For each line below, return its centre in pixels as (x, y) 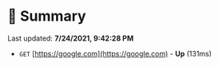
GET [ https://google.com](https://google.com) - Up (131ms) (115, 53)
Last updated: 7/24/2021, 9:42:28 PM (70, 38)
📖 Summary (47, 16)
